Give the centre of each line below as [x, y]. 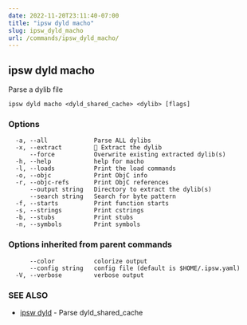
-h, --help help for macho [80, 162]
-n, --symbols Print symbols [78, 224]
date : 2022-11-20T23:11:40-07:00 [64, 16]
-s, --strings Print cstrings [80, 211]
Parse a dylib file [36, 89]
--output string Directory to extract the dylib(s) [121, 190]
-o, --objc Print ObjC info [82, 176]
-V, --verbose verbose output [80, 275]
